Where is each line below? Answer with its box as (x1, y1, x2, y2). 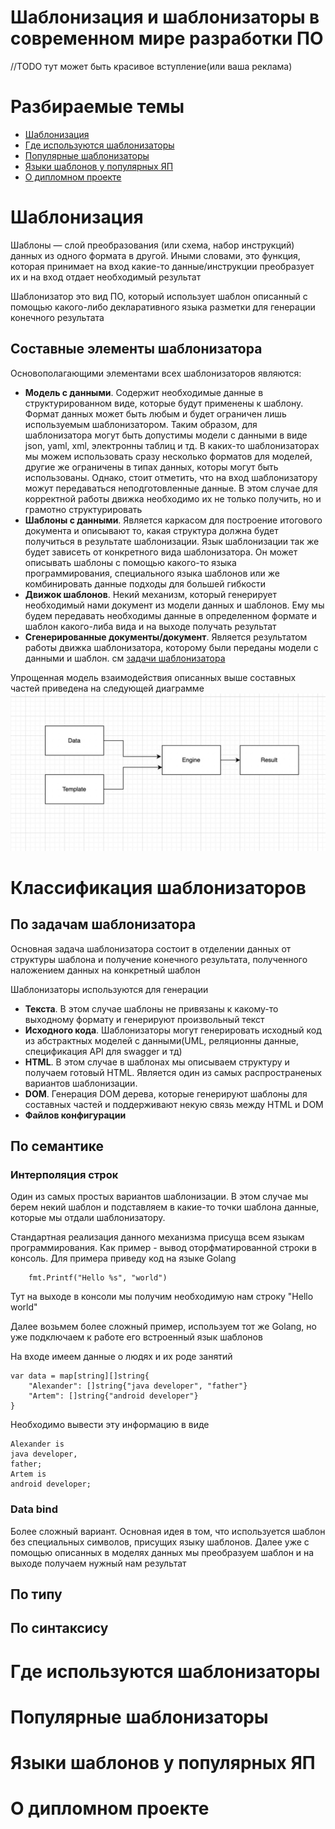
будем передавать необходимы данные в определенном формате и (24, 609, 317, 621)
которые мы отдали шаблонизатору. (10, 1212, 166, 1224)
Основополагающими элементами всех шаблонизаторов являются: (10, 367, 302, 379)
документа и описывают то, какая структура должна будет (24, 524, 279, 536)
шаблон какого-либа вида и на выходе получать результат (24, 620, 277, 632)
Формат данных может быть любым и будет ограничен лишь (24, 407, 287, 420)
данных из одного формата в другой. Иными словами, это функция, (10, 249, 301, 261)
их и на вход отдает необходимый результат (10, 271, 202, 283)
